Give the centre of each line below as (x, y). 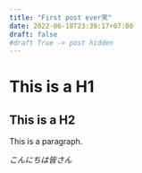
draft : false (33, 34)
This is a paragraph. (46, 142)
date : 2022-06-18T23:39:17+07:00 (71, 26)
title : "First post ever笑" (61, 17)
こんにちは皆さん (41, 160)
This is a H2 (42, 120)
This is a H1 (52, 87)
